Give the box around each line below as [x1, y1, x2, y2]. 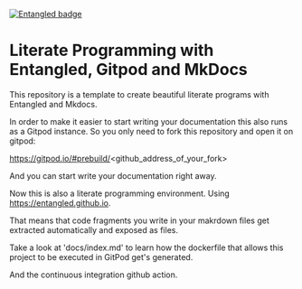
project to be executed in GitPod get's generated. [9, 251, 193, 262]
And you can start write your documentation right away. [9, 170, 217, 181]
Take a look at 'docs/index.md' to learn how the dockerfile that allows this [9, 242, 284, 253]
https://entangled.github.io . [9, 197, 111, 208]
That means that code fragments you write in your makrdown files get [9, 215, 269, 226]
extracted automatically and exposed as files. [9, 224, 179, 235]
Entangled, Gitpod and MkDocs [9, 60, 249, 80]
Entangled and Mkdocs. [9, 98, 98, 109]
